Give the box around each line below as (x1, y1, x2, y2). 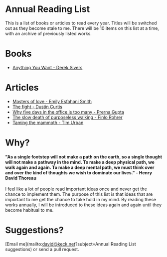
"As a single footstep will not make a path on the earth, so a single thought (5, 153, 163, 160)
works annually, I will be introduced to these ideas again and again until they (5, 202, 162, 208)
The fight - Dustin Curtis (12, 104, 62, 110)
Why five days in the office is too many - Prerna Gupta (12, 109, 125, 115)
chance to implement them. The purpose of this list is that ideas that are (5, 191, 153, 197)
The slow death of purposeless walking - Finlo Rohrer (12, 114, 123, 120)
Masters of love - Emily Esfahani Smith (12, 98, 92, 104)
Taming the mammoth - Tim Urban (12, 120, 84, 126)
